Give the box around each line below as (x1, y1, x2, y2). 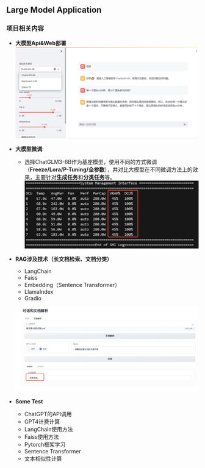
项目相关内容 (6, 24, 45, 33)
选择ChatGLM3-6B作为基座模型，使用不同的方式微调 (24, 158, 157, 165)
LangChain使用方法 (24, 425, 73, 433)
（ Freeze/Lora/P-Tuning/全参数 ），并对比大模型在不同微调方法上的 (24, 166, 193, 173)
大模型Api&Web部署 (15, 39, 67, 46)
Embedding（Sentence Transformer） (24, 281, 121, 288)
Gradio (24, 294, 41, 302)
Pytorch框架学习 (24, 441, 66, 448)
